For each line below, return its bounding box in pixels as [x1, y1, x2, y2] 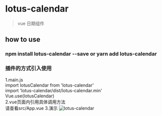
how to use [5, 35, 41, 44]
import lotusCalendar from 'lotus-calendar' [5, 82, 94, 88]
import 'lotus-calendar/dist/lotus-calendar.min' [5, 87, 102, 93]
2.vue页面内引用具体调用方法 [5, 99, 65, 105]
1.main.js [5, 77, 24, 83]
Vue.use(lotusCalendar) [5, 93, 54, 99]
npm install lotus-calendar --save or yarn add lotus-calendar [5, 50, 157, 57]
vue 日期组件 [17, 20, 45, 26]
